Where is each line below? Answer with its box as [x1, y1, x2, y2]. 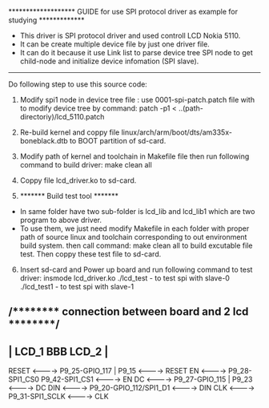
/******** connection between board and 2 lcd [8, 305, 249, 319]
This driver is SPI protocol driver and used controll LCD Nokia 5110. [19, 31, 241, 40]
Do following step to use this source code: [8, 79, 148, 89]
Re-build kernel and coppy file [19, 127, 120, 137]
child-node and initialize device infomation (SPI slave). [19, 56, 199, 66]
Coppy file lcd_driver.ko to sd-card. [19, 176, 137, 185]
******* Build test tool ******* [19, 192, 118, 200]
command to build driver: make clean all [19, 160, 152, 169]
